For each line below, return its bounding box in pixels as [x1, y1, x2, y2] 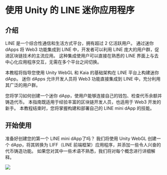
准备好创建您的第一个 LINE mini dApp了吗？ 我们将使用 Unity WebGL [5, 135, 146, 141]
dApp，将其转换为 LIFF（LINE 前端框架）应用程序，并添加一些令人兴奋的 [10, 141, 161, 147]
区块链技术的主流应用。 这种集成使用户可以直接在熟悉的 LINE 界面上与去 [9, 53, 159, 58]
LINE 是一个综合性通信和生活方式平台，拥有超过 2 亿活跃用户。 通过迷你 [5, 40, 154, 46]
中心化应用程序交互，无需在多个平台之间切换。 [5, 59, 101, 65]
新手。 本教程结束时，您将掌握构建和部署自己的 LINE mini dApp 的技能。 [5, 105, 155, 111]
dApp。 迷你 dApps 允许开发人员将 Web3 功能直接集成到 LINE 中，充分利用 [5, 76, 161, 81]
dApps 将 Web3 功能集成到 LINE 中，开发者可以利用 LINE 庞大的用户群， [5, 46, 155, 52]
